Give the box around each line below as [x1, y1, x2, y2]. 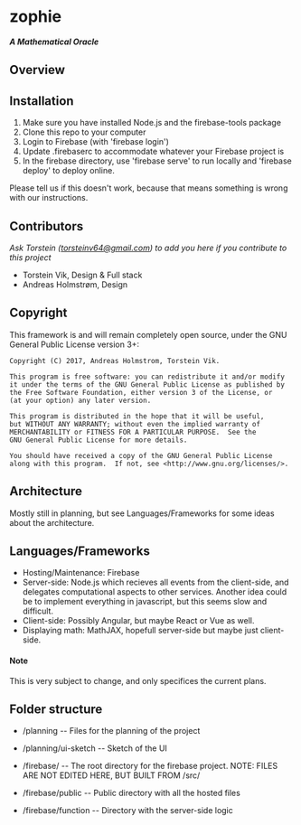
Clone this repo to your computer [22, 127, 146, 137]
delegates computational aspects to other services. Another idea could [22, 586, 287, 597]
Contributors [9, 219, 84, 234]
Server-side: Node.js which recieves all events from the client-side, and [22, 577, 289, 588]
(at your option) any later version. [9, 396, 152, 405]
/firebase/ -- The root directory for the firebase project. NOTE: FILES [22, 761, 278, 772]
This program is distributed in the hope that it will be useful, [9, 411, 265, 421]
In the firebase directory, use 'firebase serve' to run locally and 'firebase [22, 155, 292, 166]
